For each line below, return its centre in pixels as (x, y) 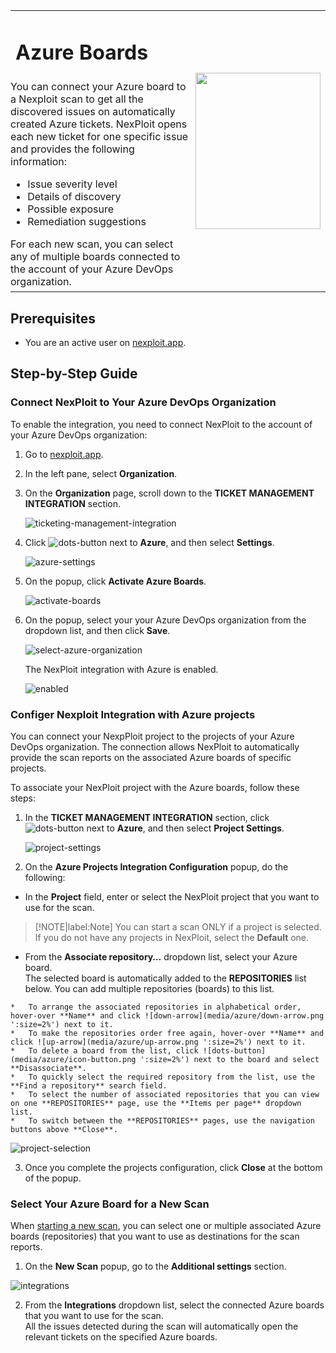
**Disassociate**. (48, 1069)
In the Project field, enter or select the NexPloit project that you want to (172, 897)
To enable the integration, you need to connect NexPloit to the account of (161, 424)
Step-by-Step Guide (74, 374)
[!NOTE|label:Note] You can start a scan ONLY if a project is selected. (178, 927)
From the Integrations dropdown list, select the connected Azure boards (174, 1305)
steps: (23, 798)
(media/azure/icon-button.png (73, 1060)
